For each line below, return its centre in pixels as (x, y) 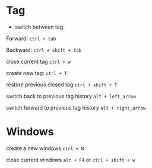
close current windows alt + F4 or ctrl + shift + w (71, 160)
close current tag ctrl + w (39, 61)
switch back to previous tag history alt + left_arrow (71, 96)
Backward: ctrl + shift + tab (44, 50)
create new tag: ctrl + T (37, 73)
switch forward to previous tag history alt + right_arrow (76, 107)
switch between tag (39, 27)
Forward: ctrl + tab (31, 38)
